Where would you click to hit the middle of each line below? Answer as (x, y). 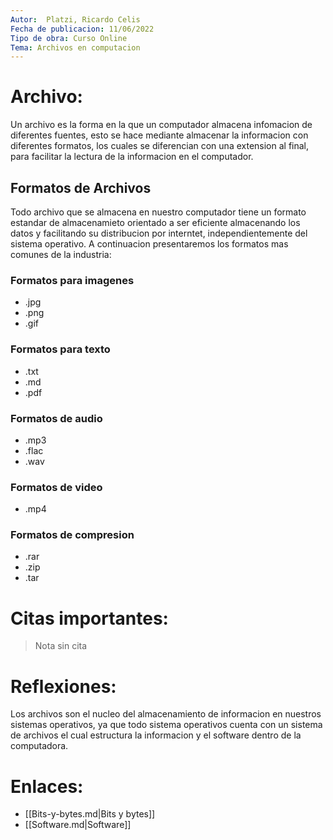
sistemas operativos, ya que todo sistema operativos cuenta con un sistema (166, 725)
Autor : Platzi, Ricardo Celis (75, 19)
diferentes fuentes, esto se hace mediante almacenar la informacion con (159, 135)
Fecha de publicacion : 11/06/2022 (82, 29)
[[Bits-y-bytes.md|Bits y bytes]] (90, 814)
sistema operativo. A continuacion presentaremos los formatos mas (149, 244)
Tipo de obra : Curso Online (69, 38)
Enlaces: (47, 786)
